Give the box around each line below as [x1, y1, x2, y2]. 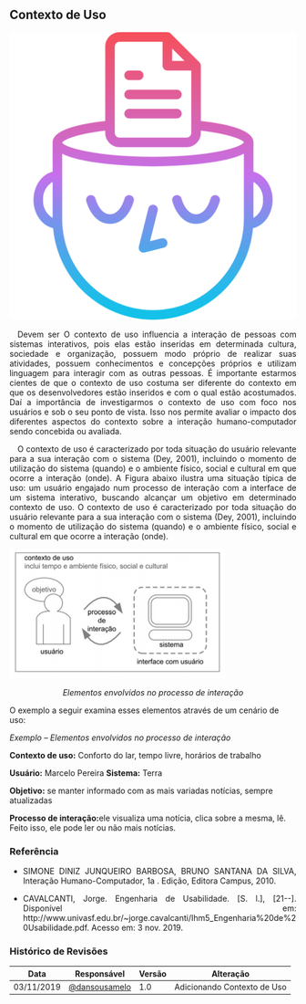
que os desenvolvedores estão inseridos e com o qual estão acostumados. [9, 387, 297, 398]
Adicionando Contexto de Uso [174, 981, 287, 993]
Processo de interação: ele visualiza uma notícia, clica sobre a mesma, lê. [9, 812, 287, 823]
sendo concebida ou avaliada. [9, 425, 122, 436]
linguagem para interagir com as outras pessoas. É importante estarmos [9, 367, 297, 378]
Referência [9, 844, 59, 857]
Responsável [74, 967, 126, 979]
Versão [138, 967, 167, 979]
